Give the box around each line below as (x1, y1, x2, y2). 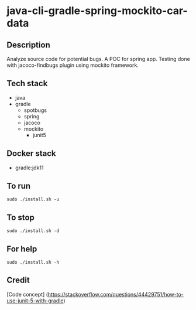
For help (6, 244, 37, 254)
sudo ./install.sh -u (6, 196, 60, 203)
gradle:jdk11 (15, 164, 44, 171)
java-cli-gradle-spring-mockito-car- (6, 4, 188, 18)
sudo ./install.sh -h (6, 260, 60, 265)
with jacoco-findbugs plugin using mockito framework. (6, 62, 139, 69)
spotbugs (23, 107, 47, 114)
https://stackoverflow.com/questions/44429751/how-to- (47, 291, 184, 298)
